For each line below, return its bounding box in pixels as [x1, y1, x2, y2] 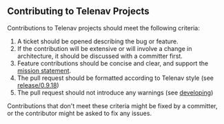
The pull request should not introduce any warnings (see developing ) [17, 88, 214, 96]
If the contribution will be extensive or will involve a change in [17, 44, 192, 52]
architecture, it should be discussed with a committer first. [17, 52, 183, 60]
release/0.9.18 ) [17, 81, 60, 89]
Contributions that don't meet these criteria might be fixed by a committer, [7, 101, 218, 110]
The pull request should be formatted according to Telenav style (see [17, 74, 214, 82]
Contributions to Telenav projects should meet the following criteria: [7, 23, 200, 32]
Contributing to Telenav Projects [7, 6, 150, 17]
